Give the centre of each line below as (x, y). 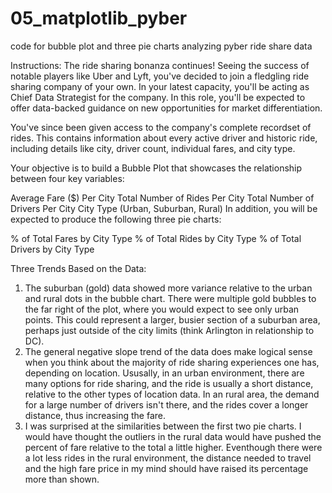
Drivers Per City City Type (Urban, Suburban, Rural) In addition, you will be (164, 208)
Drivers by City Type (52, 249)
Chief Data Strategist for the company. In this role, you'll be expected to (158, 97)
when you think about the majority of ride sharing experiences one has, (172, 362)
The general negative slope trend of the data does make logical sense (168, 351)
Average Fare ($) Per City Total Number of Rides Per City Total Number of (162, 198)
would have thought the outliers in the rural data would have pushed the (173, 436)
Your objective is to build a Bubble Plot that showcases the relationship (156, 168)
